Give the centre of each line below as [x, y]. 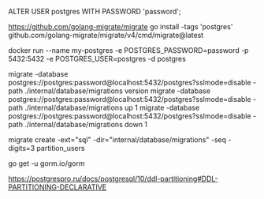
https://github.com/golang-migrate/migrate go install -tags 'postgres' [121, 26]
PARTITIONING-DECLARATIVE [58, 187]
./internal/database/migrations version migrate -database [118, 91]
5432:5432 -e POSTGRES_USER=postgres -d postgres [97, 59]
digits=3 [22, 148]
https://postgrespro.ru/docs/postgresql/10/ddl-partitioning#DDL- [113, 178]
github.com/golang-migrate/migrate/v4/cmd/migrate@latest [106, 35]
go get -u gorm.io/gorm [46, 163]
